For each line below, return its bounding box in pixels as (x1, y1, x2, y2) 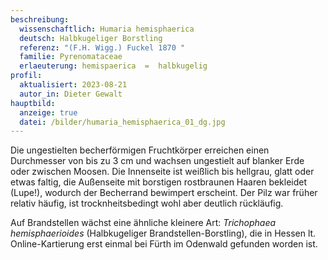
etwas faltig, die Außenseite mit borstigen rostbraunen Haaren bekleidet (10, 176, 308, 188)
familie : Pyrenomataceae (19, 52, 123, 62)
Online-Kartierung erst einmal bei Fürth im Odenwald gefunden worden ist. (10, 238, 318, 250)
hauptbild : (10, 98, 56, 108)
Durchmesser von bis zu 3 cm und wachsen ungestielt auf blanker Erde (10, 155, 305, 167)
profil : (10, 71, 43, 81)
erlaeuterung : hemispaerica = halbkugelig (19, 61, 208, 71)
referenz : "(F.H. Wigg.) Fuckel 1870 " (19, 42, 186, 53)
